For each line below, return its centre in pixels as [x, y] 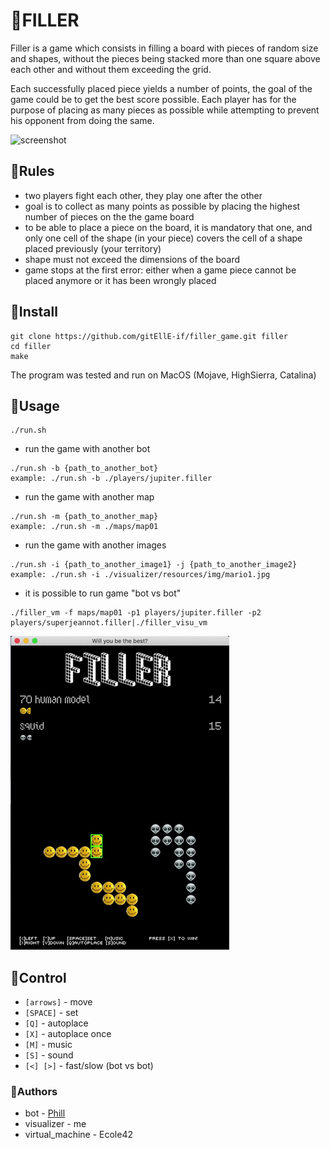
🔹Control [38, 977]
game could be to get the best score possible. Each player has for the [153, 99]
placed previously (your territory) [93, 248]
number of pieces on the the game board [109, 216]
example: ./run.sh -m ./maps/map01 [84, 527]
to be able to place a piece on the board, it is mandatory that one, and [168, 227]
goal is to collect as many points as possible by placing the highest [162, 206]
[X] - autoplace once [68, 1034]
